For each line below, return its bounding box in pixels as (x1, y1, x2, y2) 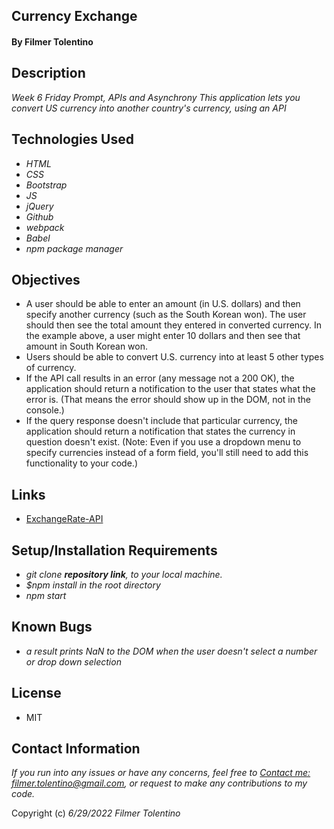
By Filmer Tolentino (11, 35, 94, 48)
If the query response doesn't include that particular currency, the (25, 415, 298, 427)
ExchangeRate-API (25, 513, 104, 525)
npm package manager (25, 242, 124, 254)
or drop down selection (25, 655, 122, 668)
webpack (25, 221, 65, 233)
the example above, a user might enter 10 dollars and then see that (25, 330, 301, 342)
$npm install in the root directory (25, 579, 161, 591)
